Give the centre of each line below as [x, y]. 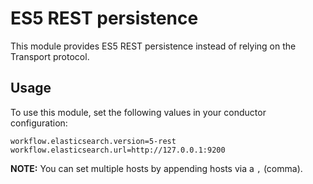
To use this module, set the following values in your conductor [138, 112]
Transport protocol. [50, 56]
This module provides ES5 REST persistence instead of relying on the [153, 46]
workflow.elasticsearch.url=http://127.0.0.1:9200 [118, 150]
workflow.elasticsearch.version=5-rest [93, 141]
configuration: [39, 123]
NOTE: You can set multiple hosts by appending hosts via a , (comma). [156, 168]
